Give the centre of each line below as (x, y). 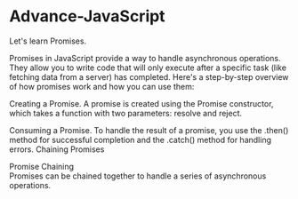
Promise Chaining (41, 166)
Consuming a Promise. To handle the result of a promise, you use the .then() (149, 130)
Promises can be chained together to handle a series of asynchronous (138, 176)
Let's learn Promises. (48, 41)
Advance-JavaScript (88, 16)
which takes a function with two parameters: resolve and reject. (126, 113)
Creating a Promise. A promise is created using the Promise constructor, (141, 103)
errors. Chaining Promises (57, 149)
